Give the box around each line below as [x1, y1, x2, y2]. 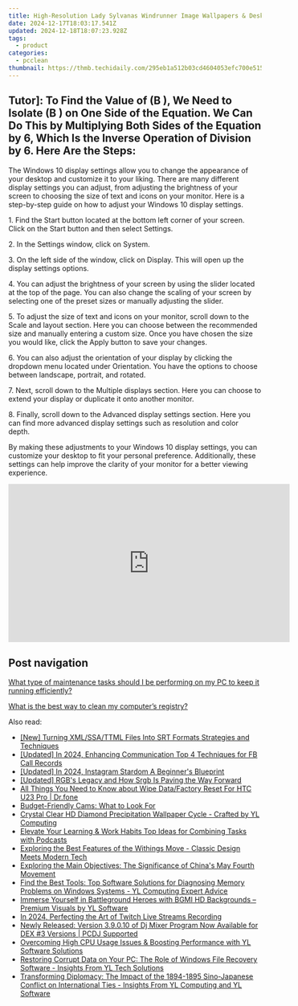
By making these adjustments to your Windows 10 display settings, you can [8, 442, 258, 452]
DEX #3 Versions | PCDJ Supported [19, 929, 138, 939]
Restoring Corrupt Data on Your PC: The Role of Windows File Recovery [19, 955, 258, 964]
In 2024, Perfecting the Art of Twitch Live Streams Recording [19, 912, 222, 922]
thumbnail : [8, 64, 45, 72]
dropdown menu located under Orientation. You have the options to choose [8, 361, 259, 370]
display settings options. [8, 263, 90, 273]
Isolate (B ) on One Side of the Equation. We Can [8, 106, 253, 121]
